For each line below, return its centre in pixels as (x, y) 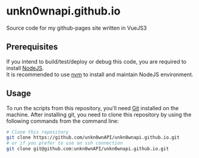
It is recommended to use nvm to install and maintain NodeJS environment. (100, 74)
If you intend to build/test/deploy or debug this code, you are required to (96, 61)
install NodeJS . (25, 68)
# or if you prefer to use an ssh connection (64, 143)
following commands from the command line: (63, 121)
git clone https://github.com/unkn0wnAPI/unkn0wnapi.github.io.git (93, 137)
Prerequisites (32, 47)
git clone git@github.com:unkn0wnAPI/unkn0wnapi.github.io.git (88, 149)
